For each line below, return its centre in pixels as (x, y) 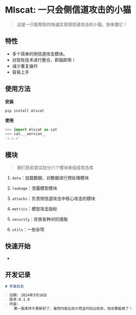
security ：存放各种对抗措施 (40, 219)
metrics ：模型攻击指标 (34, 209)
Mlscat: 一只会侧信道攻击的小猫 (68, 10)
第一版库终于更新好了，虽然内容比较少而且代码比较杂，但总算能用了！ (73, 309)
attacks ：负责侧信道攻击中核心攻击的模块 (53, 198)
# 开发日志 (15, 286)
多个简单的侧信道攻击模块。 (40, 53)
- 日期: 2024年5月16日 (26, 295)
